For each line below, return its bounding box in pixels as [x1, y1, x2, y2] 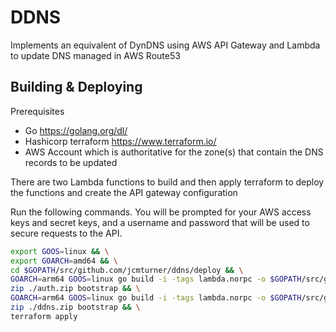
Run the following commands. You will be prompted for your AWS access [10, 206, 312, 218]
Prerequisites [10, 105, 65, 117]
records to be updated [24, 156, 118, 168]
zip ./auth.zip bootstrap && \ [10, 284, 141, 294]
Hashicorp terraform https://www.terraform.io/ [24, 135, 217, 147]
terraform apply [10, 311, 78, 321]
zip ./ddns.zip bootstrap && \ [10, 302, 141, 312]
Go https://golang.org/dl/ [24, 124, 128, 136]
